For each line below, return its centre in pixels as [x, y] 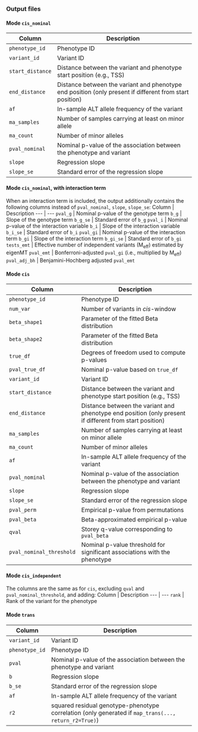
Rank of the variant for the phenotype [52, 601]
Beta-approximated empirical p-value [134, 520]
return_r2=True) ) [75, 720]
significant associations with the [126, 552]
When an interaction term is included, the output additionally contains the [95, 201]
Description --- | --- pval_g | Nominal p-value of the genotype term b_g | [94, 213]
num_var [20, 309]
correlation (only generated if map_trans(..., [113, 712]
